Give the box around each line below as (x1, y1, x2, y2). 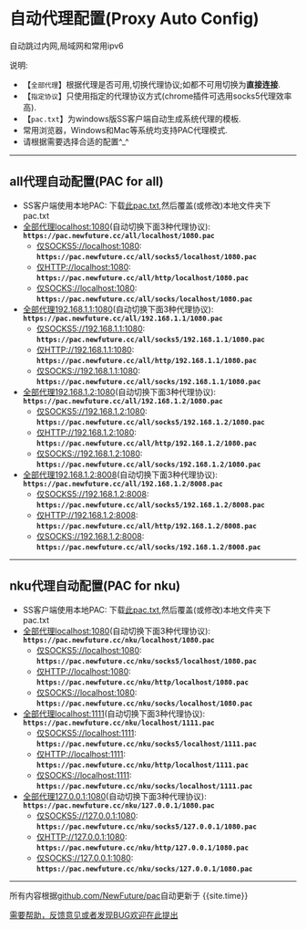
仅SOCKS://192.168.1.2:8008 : (36, 530, 145, 541)
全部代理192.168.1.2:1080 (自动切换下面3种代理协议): (22, 386, 217, 397)
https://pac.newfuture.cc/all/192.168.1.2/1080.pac (22, 396, 223, 406)
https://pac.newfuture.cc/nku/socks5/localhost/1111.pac (36, 739, 258, 748)
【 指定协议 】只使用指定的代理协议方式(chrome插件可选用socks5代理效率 (22, 90, 292, 101)
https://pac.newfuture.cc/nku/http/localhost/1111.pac (36, 760, 249, 769)
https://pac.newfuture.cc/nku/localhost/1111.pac (22, 718, 216, 727)
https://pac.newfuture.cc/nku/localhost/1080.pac (22, 635, 216, 644)
